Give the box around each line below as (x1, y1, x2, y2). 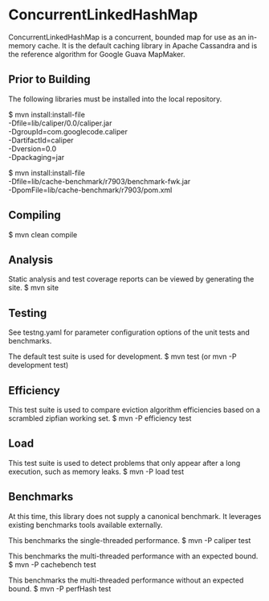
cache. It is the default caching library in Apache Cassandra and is (37, 40, 258, 50)
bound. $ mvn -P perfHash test (8, 583, 112, 593)
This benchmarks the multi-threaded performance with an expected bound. (8, 551, 259, 561)
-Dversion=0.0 (8, 143, 57, 154)
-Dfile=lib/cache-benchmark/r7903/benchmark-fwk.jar (8, 176, 191, 186)
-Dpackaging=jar (8, 152, 65, 162)
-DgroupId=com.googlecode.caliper (8, 126, 128, 136)
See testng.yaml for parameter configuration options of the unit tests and (8, 327, 251, 337)
